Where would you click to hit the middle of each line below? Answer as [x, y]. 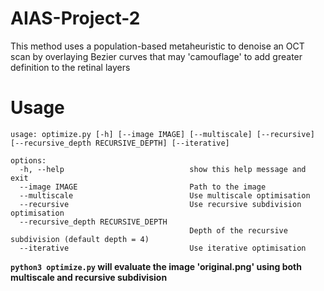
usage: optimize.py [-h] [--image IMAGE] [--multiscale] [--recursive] [162, 134]
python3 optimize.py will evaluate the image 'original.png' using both [156, 266]
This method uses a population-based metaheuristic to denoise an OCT [157, 46]
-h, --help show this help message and [163, 169]
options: [28, 160]
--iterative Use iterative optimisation [163, 248]
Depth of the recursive [238, 230]
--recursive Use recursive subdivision [160, 204]
